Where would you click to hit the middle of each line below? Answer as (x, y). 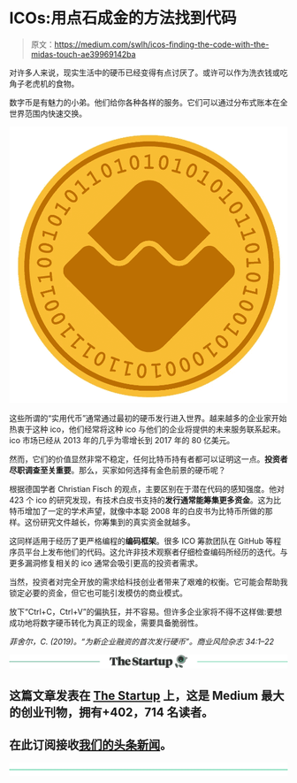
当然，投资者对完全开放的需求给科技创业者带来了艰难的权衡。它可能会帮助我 (148, 582)
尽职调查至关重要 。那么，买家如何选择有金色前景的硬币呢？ (118, 471)
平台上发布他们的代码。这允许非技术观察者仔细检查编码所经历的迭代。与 (156, 552)
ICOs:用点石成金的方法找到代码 (123, 18)
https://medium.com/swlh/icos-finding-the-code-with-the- (162, 44)
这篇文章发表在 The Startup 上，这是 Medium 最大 (147, 695)
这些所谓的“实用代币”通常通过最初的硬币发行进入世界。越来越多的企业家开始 (148, 418)
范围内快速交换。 (55, 113)
